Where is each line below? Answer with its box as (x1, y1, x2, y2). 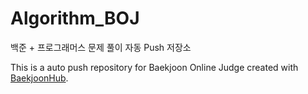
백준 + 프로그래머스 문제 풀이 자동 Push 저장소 (10, 41, 192, 53)
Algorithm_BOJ (10, 7, 140, 30)
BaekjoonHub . (10, 72, 69, 84)
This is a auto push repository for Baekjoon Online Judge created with (10, 61, 299, 73)
